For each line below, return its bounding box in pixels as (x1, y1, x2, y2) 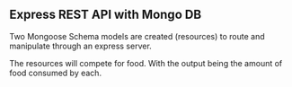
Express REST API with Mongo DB (9, 7, 202, 22)
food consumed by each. (9, 67, 102, 78)
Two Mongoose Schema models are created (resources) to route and (9, 30, 265, 41)
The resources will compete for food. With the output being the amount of (9, 57, 283, 68)
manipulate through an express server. (9, 40, 153, 51)
